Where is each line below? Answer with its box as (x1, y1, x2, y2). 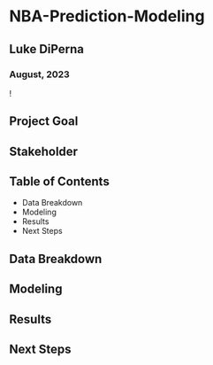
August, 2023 (9, 68, 71, 81)
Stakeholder (9, 144, 78, 159)
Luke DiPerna (9, 42, 84, 57)
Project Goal (9, 113, 79, 129)
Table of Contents (9, 175, 110, 190)
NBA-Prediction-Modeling (9, 6, 205, 27)
